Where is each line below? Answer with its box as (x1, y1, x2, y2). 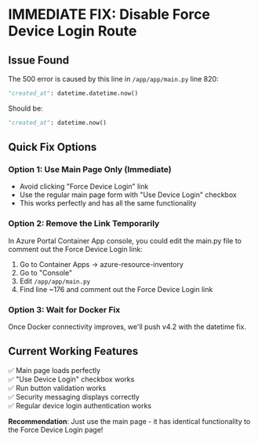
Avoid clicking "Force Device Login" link (19, 182, 149, 192)
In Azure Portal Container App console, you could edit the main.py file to (8, 236, 242, 245)
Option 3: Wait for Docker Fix (8, 304, 121, 315)
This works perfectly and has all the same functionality (19, 199, 197, 208)
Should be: (8, 104, 43, 113)
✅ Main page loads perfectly (8, 365, 100, 374)
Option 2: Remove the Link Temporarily (8, 218, 160, 229)
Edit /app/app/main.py (19, 276, 91, 286)
